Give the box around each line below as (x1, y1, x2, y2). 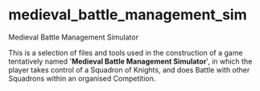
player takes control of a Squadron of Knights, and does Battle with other (8, 64, 250, 74)
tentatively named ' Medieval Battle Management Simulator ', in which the (8, 56, 253, 66)
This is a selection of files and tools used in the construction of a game (8, 48, 243, 57)
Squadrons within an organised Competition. (8, 73, 156, 83)
